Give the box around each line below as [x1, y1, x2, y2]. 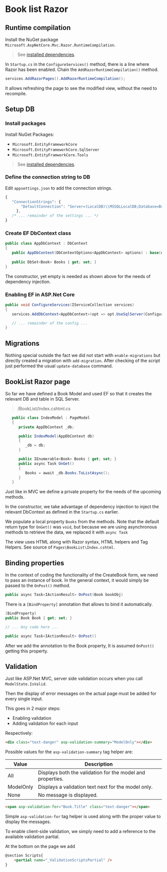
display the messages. [5, 819, 51, 825]
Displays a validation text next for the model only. [38, 784, 153, 791]
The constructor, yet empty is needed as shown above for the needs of [5, 273, 151, 279]
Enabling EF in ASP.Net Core [5, 291, 75, 298]
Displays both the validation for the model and [38, 769, 146, 776]
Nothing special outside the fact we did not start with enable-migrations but [5, 352, 161, 358]
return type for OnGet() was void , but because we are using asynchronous [5, 524, 158, 530]
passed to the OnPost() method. [5, 582, 71, 588]
